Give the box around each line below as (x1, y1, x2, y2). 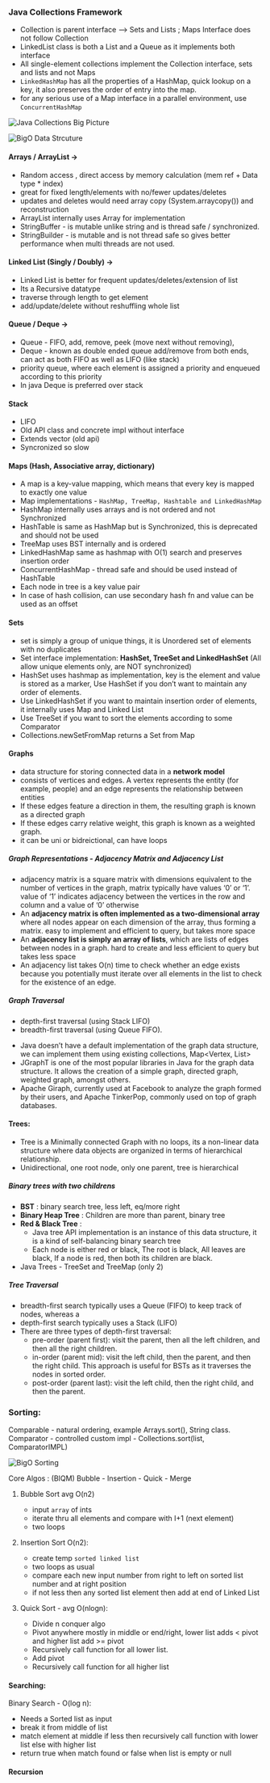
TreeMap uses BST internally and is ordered (19, 539, 167, 549)
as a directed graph (19, 809, 85, 819)
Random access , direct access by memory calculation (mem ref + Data (19, 170, 258, 179)
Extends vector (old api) (19, 434, 100, 444)
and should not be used (19, 530, 99, 540)
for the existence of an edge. (19, 977, 117, 987)
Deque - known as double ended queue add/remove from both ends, (19, 346, 250, 356)
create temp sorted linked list (31, 1553, 139, 1563)
